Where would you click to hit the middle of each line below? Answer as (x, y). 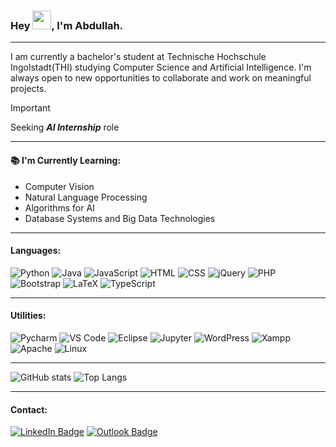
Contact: (29, 409)
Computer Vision (59, 186)
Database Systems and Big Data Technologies (120, 218)
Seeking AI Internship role (65, 127)
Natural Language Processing (86, 197)
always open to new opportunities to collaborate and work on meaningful (161, 78)
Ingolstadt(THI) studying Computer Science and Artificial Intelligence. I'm (161, 67)
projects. (28, 89)
